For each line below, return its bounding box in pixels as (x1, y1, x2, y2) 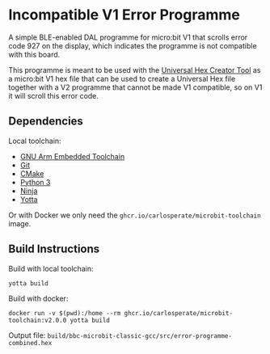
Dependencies (8, 115, 83, 129)
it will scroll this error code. (8, 91, 99, 100)
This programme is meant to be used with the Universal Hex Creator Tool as (8, 65, 261, 74)
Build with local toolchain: (8, 263, 94, 273)
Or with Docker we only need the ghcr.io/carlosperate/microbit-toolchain (8, 210, 261, 220)
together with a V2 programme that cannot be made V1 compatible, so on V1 (8, 82, 263, 92)
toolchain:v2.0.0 (8, 316, 67, 324)
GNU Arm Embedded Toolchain (19, 151, 125, 161)
